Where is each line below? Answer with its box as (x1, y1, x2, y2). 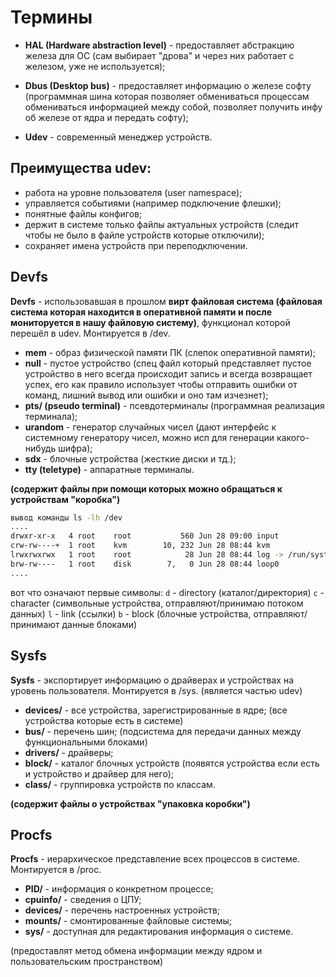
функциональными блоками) (24, 736, 148, 748)
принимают (10, 618, 60, 630)
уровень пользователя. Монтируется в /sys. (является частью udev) (10, 684, 303, 696)
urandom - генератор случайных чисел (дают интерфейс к (24, 421, 277, 433)
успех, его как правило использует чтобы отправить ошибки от (24, 378, 298, 390)
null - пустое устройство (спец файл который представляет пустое (24, 357, 312, 369)
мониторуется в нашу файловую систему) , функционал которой (10, 316, 291, 328)
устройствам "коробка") (10, 493, 121, 505)
